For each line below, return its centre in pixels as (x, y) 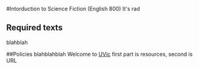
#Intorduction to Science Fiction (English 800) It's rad (73, 9)
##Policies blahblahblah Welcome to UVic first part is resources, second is (99, 54)
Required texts (35, 28)
